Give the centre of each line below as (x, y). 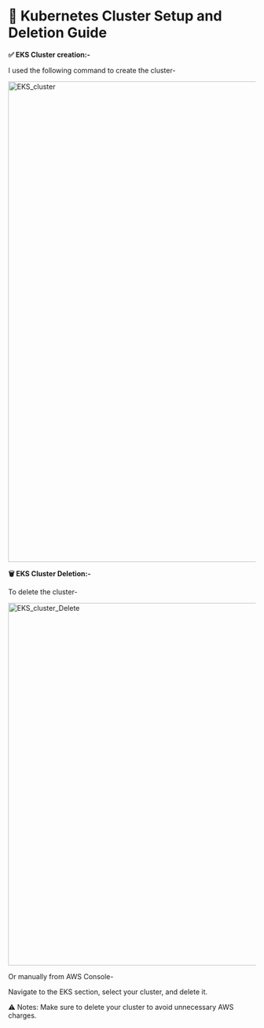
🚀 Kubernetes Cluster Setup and (115, 16)
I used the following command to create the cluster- (92, 70)
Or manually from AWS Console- (61, 976)
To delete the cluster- (43, 592)
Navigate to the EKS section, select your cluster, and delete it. (108, 992)
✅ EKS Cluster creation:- (49, 54)
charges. (22, 1015)
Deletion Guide (58, 33)
